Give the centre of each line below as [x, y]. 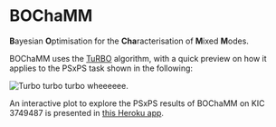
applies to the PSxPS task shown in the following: [101, 68]
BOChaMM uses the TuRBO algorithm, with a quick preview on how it [138, 58]
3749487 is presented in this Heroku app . [87, 112]
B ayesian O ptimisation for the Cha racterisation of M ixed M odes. [129, 41]
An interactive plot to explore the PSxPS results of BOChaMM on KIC [137, 103]
